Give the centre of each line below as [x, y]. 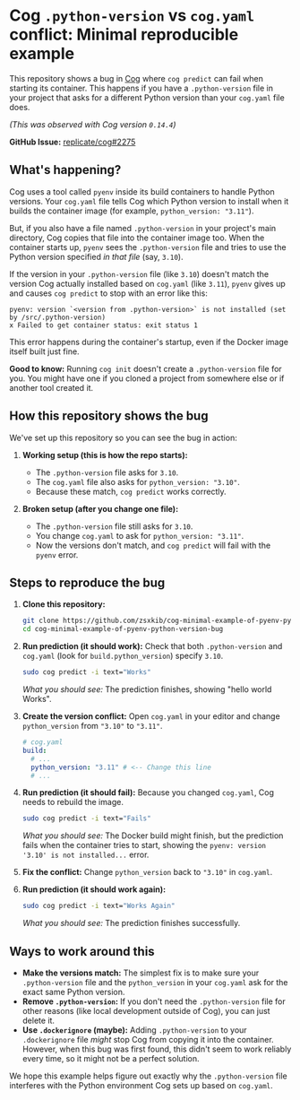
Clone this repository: [64, 604]
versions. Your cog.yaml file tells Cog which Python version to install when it [149, 201]
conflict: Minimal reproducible [124, 35]
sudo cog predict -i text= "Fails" [86, 819]
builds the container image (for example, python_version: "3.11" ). [132, 211]
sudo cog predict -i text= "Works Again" [99, 906]
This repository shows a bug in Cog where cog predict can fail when [137, 78]
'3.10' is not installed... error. [86, 855]
